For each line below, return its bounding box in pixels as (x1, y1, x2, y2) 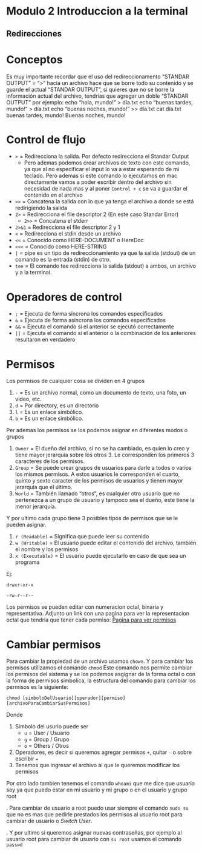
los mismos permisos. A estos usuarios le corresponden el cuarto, (15, 470, 180, 478)
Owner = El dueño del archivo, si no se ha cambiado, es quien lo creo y (15, 445, 189, 452)
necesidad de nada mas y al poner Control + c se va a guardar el (24, 185, 187, 192)
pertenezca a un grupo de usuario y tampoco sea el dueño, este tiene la (15, 496, 195, 504)
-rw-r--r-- (6, 593, 34, 599)
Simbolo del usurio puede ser (15, 723, 89, 730)
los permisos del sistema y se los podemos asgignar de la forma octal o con (6, 671, 196, 678)
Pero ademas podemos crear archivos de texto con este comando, (24, 159, 191, 166)
